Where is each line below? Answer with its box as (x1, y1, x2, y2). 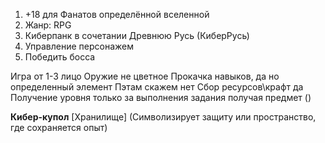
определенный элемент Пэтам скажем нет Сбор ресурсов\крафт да (10, 81, 304, 93)
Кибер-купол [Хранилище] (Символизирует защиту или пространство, (10, 111, 317, 123)
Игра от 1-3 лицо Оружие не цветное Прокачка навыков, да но (10, 70, 280, 82)
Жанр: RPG (24, 19, 72, 31)
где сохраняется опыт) (10, 122, 108, 133)
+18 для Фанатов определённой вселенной (24, 9, 210, 20)
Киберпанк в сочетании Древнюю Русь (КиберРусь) (24, 30, 250, 41)
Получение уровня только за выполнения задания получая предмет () (10, 92, 312, 103)
